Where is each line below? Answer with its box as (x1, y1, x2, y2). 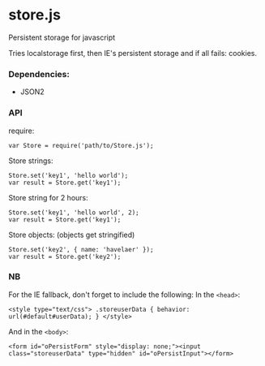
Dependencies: (8, 68, 71, 80)
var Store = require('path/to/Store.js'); (8, 141, 154, 149)
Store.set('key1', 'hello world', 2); (8, 209, 139, 217)
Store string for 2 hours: (8, 192, 89, 202)
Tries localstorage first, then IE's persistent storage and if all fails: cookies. (8, 48, 258, 58)
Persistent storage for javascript (8, 32, 116, 42)
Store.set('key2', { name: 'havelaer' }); (8, 245, 154, 253)
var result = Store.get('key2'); (8, 252, 122, 261)
